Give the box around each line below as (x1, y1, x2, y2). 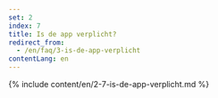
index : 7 (8, 21, 41, 30)
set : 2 (8, 12, 33, 22)
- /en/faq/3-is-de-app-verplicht (16, 46, 141, 55)
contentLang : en (8, 54, 69, 63)
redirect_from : (8, 37, 65, 47)
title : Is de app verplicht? (8, 29, 117, 38)
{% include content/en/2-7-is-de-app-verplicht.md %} (8, 79, 210, 89)
